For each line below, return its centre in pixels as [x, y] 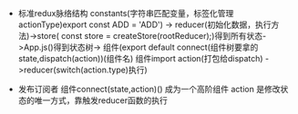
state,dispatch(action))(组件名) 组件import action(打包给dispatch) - [144, 58]
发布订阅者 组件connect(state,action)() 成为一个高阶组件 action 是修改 [149, 89]
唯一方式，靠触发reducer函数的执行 [101, 100]
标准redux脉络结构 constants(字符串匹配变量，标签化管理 [126, 13]
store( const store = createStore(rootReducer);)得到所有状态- [152, 36]
